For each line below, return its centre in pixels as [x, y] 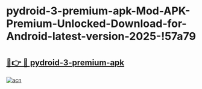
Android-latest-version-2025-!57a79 [101, 36]
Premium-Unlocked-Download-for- [96, 24]
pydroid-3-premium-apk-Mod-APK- [98, 11]
